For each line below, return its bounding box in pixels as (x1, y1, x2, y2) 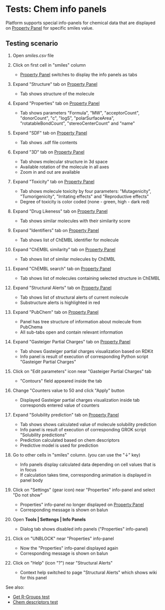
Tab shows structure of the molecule (20, 90, 95, 97)
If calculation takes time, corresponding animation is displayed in (20, 472, 152, 478)
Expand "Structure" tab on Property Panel (12, 81, 98, 87)
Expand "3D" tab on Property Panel (12, 149, 85, 155)
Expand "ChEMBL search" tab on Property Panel (12, 266, 111, 271)
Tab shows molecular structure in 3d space (20, 158, 108, 164)
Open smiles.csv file (12, 52, 54, 58)
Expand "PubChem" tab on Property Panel (12, 309, 99, 315)
